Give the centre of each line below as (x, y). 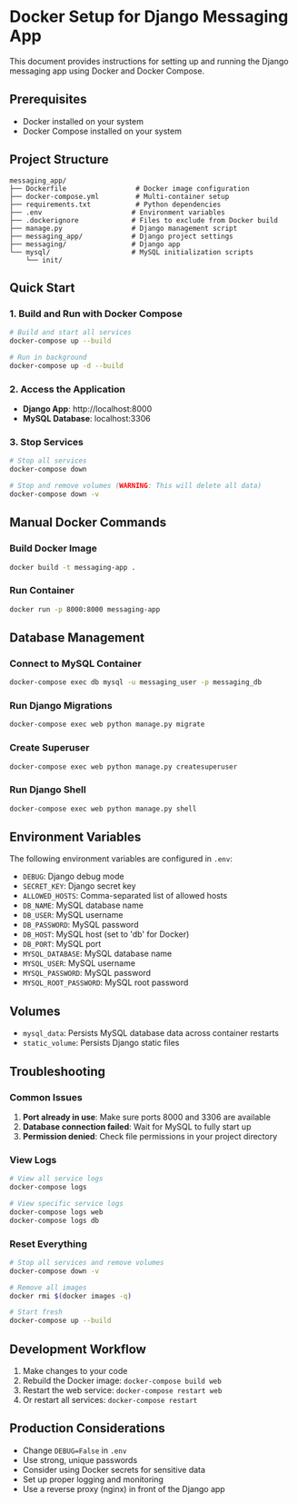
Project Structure (59, 159)
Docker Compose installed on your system (102, 131)
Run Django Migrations (61, 706)
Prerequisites (48, 100)
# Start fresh (36, 1312)
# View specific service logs (67, 1204)
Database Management (77, 637)
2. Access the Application (67, 389)
